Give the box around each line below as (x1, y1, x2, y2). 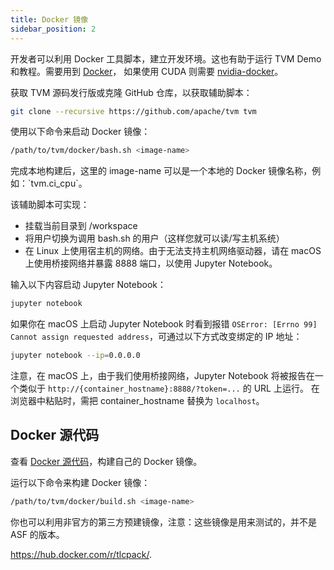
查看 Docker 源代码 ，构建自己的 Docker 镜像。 (10, 455, 203, 467)
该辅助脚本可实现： (10, 199, 90, 211)
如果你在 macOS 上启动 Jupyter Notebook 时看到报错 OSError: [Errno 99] (10, 318, 318, 330)
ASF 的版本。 (10, 528, 65, 540)
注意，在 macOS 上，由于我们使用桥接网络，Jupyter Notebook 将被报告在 (10, 370, 315, 381)
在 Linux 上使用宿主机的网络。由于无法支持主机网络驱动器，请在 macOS (24, 245, 322, 257)
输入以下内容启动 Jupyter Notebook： (10, 279, 167, 291)
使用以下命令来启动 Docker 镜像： (10, 126, 151, 138)
